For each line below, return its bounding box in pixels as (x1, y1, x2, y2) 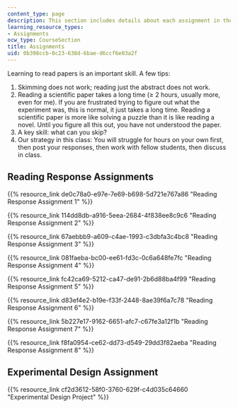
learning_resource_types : (7, 23, 84, 30)
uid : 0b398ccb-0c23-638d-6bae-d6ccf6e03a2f (7, 50, 138, 57)
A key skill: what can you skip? (17, 128, 108, 136)
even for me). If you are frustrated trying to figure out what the (17, 98, 200, 106)
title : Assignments (7, 43, 65, 50)
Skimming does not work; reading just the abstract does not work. (17, 83, 211, 91)
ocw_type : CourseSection (7, 37, 81, 44)
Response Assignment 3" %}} (7, 240, 94, 248)
